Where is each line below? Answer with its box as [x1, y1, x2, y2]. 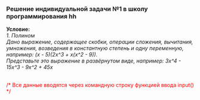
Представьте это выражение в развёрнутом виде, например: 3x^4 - [6, 57, 181, 64]
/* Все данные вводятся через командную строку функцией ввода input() [6, 82, 194, 89]
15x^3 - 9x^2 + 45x [6, 64, 53, 71]
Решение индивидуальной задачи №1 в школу [6, 5, 148, 13]
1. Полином [6, 32, 35, 39]
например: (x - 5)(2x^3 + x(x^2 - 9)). [6, 51, 98, 58]
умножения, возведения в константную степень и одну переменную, [6, 45, 184, 52]
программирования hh [6, 12, 76, 20]
